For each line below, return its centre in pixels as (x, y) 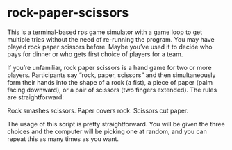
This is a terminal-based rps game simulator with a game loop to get (105, 32)
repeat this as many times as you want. (63, 139)
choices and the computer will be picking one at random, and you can (107, 131)
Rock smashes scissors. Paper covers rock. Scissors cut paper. (98, 110)
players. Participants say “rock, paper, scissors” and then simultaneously (111, 75)
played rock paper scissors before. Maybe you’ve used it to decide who (110, 47)
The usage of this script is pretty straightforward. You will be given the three (116, 124)
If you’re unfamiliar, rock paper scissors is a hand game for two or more (109, 67)
